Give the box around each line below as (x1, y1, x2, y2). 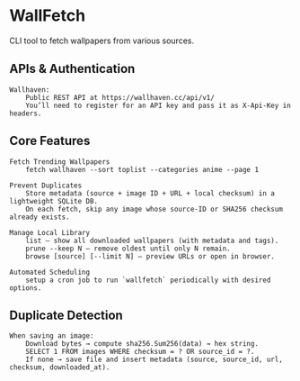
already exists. (9, 213, 70, 222)
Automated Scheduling (9, 268, 91, 277)
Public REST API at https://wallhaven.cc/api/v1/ (25, 93, 216, 102)
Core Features (9, 133, 91, 149)
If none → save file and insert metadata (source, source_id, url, (25, 355, 283, 365)
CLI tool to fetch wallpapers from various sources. (9, 35, 195, 46)
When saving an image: (9, 331, 94, 340)
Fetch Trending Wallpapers (9, 157, 110, 167)
